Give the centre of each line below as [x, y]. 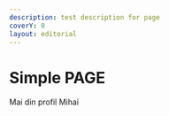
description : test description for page [85, 17]
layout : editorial [43, 34]
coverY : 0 [27, 26]
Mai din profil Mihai [44, 102]
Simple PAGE [58, 77]
